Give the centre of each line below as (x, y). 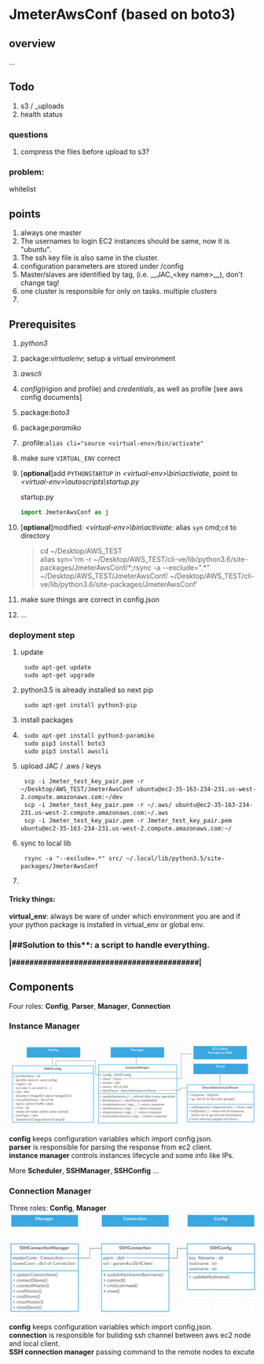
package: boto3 (45, 412)
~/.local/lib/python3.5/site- (176, 859)
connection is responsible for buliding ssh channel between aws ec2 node (130, 1335)
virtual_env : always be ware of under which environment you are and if (125, 916)
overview (32, 44)
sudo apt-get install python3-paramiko (89, 736)
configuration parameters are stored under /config (102, 266)
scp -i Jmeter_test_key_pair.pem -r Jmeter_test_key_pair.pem (128, 821)
